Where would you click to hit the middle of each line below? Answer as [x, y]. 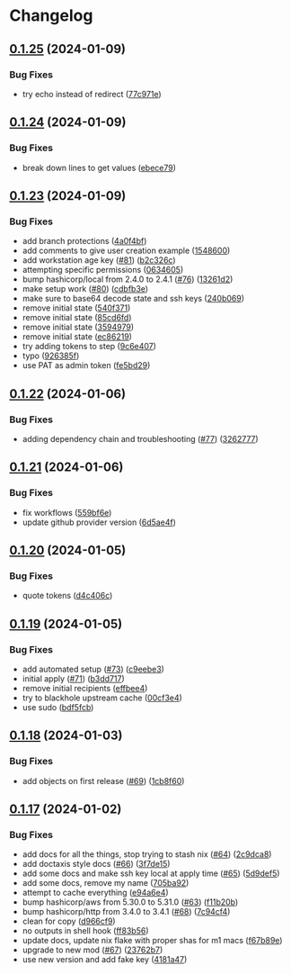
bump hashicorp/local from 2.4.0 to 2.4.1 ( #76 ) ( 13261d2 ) [128, 279]
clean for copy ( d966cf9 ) [69, 921]
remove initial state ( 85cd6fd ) [77, 318]
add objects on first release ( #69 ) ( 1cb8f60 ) [103, 780]
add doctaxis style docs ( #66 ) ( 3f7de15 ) [96, 864]
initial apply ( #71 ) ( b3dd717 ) [74, 679]
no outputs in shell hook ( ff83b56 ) [86, 931]
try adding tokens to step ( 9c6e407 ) [89, 347]
